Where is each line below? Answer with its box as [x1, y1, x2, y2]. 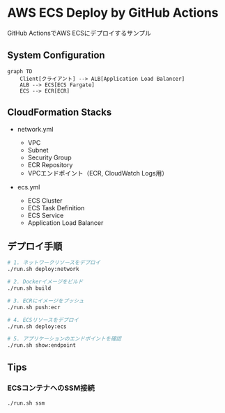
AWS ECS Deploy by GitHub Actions [7, 5, 219, 21]
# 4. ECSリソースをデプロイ [7, 316, 79, 323]
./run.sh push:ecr [7, 304, 61, 311]
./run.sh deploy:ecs [7, 322, 68, 330]
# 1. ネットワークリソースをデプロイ [7, 259, 101, 266]
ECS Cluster [27, 196, 63, 205]
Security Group [27, 153, 72, 162]
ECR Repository [27, 160, 73, 169]
